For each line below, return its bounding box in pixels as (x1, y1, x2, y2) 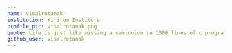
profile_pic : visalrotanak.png (7, 23, 97, 30)
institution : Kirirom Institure (7, 17, 100, 23)
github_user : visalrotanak (7, 36, 85, 43)
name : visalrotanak (7, 10, 64, 17)
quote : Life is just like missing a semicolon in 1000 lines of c (7, 29, 202, 36)
